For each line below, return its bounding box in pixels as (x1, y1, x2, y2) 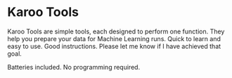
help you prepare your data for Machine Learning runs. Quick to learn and (7, 34, 221, 42)
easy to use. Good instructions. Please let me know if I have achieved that (7, 42, 221, 50)
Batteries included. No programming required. (7, 63, 141, 71)
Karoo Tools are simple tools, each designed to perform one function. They (7, 27, 225, 36)
